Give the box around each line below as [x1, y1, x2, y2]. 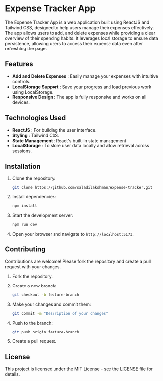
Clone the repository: [12, 175, 56, 181]
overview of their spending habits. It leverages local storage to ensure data [5, 35, 158, 41]
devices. [12, 99, 30, 105]
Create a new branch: [12, 283, 57, 288]
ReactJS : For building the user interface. [12, 127, 97, 133]
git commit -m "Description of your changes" [12, 311, 108, 316]
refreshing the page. [5, 46, 47, 51]
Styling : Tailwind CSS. [12, 132, 59, 138]
